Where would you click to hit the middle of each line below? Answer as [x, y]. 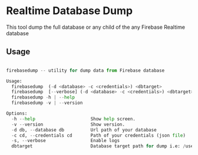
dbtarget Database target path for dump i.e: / [98, 146]
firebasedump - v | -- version [47, 103]
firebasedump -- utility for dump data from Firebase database [85, 70]
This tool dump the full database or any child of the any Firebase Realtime [96, 27]
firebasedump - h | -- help [43, 97]
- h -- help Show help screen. [73, 119]
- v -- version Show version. [68, 124]
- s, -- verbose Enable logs [65, 141]
